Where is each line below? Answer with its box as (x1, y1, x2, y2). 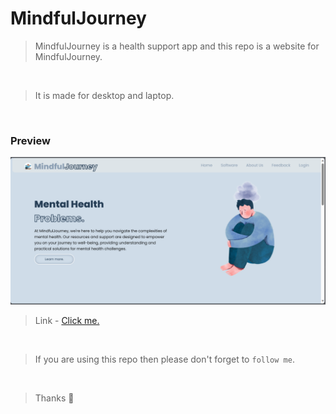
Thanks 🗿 (34, 392, 75, 404)
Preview (10, 133, 51, 147)
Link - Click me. (34, 315, 100, 327)
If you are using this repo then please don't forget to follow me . (34, 353, 295, 366)
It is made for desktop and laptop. (34, 89, 175, 101)
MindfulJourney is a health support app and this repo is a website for (34, 40, 320, 52)
